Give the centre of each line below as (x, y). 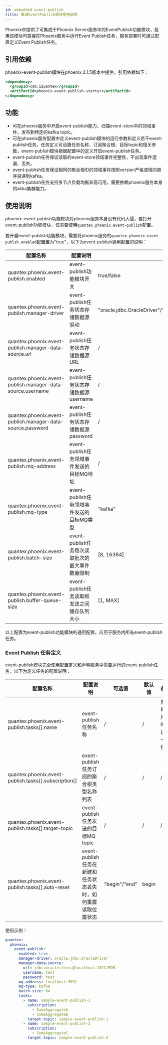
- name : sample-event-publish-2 (57, 1024)
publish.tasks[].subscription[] (42, 781)
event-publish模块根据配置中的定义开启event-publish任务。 (82, 151)
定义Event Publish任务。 (34, 42)
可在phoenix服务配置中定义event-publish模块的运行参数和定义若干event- (87, 138)
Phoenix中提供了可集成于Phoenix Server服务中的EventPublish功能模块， (80, 29)
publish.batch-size (30, 558)
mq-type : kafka (34, 986)
